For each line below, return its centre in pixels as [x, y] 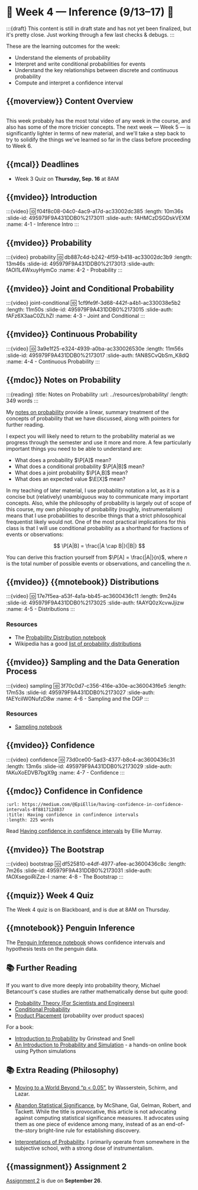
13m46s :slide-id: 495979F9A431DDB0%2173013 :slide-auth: [80, 264]
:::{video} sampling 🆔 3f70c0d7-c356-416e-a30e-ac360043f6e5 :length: [96, 685]
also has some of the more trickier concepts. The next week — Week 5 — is [98, 127]
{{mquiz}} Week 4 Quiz [50, 895]
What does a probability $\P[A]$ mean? [63, 460]
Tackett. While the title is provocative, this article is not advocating [95, 1111]
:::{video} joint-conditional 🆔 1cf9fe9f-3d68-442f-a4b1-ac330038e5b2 [94, 303]
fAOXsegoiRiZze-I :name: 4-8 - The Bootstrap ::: [65, 877]
